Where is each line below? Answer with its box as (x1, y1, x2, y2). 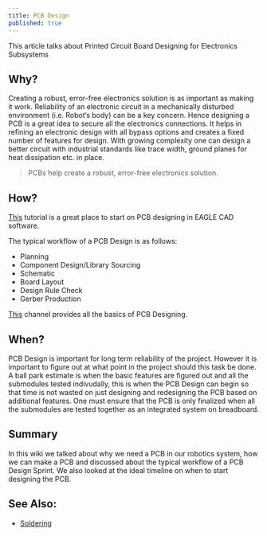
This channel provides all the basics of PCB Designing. (8, 310, 188, 319)
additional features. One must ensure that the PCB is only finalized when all (8, 396, 255, 405)
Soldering (19, 518, 52, 528)
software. (8, 221, 40, 231)
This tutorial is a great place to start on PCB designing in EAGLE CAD (8, 213, 234, 222)
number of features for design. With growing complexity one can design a (8, 136, 251, 146)
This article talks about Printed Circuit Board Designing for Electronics (8, 41, 238, 50)
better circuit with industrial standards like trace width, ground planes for (8, 144, 248, 154)
